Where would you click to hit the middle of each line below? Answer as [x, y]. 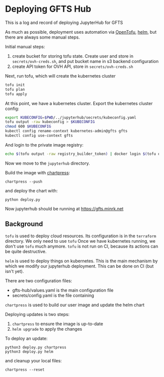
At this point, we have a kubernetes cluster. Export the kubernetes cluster [79, 103]
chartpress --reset [25, 370]
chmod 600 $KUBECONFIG [28, 126]
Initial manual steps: [25, 46]
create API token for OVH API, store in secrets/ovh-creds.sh [72, 66]
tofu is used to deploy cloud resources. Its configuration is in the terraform [81, 236]
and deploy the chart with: [31, 190]
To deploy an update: [26, 338]
